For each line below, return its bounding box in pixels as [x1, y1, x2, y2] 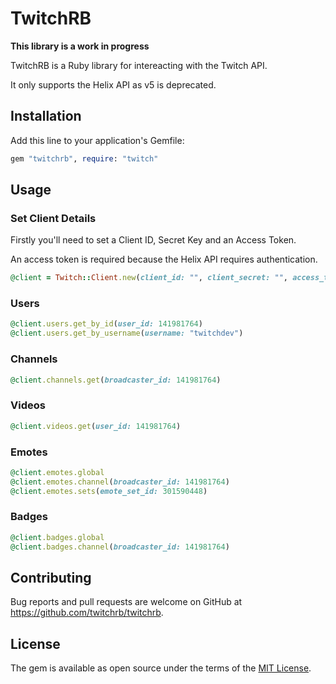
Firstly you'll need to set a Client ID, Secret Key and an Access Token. [10, 234, 297, 246]
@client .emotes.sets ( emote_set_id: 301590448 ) [10, 486, 208, 496]
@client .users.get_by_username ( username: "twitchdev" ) [10, 328, 244, 339]
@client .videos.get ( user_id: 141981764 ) [10, 421, 182, 431]
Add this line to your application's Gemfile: [10, 134, 185, 146]
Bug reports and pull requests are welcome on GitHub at [10, 596, 243, 608]
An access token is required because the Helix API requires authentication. [10, 253, 318, 266]
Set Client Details [10, 211, 97, 225]
